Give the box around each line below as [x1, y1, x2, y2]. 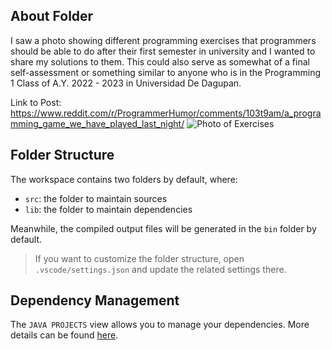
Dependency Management [10, 292, 180, 309]
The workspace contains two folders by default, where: [10, 173, 238, 185]
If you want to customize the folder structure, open [34, 252, 245, 264]
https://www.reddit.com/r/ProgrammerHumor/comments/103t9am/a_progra [10, 107, 322, 119]
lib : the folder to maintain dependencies [24, 203, 193, 215]
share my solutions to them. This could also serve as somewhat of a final [10, 55, 310, 68]
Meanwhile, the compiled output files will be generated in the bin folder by [10, 222, 317, 234]
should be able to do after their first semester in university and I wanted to [10, 45, 316, 57]
